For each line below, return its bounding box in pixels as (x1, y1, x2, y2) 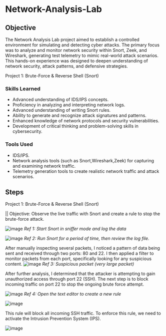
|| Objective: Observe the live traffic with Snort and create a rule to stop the (5, 211, 160, 217)
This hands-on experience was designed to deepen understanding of (5, 58, 148, 63)
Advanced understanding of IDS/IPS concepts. (12, 96, 109, 103)
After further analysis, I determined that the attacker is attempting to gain (5, 271, 156, 277)
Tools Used (5, 141, 33, 148)
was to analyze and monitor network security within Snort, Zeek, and (5, 47, 147, 53)
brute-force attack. (5, 216, 44, 222)
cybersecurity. (12, 128, 42, 134)
